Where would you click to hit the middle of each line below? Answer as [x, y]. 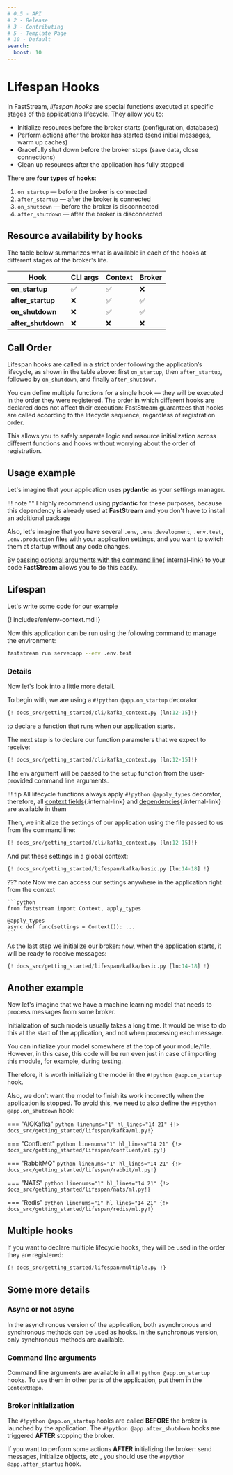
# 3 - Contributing [35, 27]
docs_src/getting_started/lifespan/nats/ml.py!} [79, 1190]
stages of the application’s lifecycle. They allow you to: [86, 114]
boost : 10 [27, 53]
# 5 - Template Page [37, 33]
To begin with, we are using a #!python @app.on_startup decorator [102, 700]
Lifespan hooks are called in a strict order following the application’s [105, 364]
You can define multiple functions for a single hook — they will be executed [115, 393]
